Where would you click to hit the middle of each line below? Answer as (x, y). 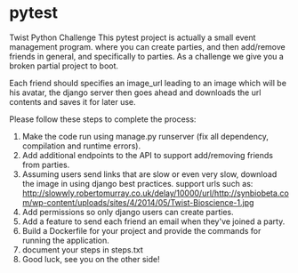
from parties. (46, 165)
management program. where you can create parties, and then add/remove (148, 46)
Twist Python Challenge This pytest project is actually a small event (133, 37)
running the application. (65, 240)
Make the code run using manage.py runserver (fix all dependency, (145, 136)
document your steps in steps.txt (83, 249)
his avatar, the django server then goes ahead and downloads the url (135, 92)
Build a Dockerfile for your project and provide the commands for (141, 230)
